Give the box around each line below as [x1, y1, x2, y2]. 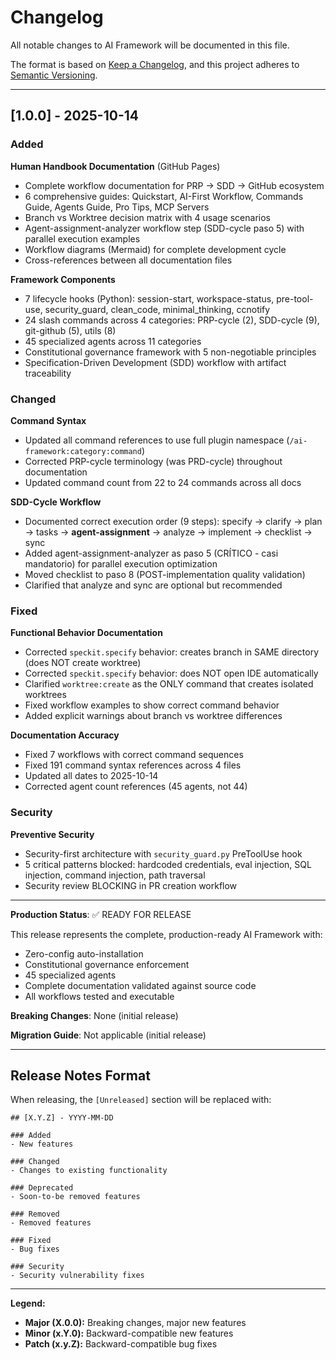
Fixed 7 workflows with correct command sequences [24, 749, 244, 761]
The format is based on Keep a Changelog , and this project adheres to [10, 58, 300, 70]
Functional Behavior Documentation [10, 627, 163, 639]
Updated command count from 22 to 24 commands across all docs [24, 476, 302, 488]
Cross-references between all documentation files [24, 254, 233, 266]
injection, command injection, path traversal [24, 869, 206, 881]
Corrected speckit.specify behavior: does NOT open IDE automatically [24, 667, 319, 680]
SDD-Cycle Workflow [10, 496, 102, 508]
